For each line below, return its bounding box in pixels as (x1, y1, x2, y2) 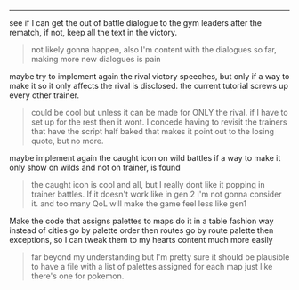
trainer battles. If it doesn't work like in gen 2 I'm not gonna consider (30, 189, 282, 199)
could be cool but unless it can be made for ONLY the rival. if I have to (30, 108, 288, 117)
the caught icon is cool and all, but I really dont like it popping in (30, 180, 265, 189)
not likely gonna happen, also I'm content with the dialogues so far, (30, 44, 278, 54)
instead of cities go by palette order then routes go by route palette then (9, 225, 274, 236)
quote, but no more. (30, 135, 104, 146)
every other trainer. (9, 90, 80, 101)
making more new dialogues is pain (30, 54, 162, 64)
